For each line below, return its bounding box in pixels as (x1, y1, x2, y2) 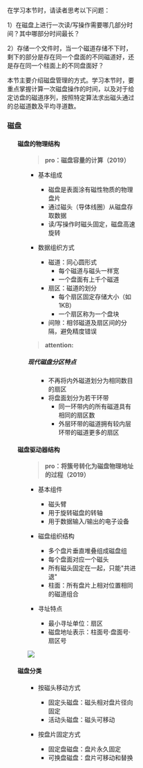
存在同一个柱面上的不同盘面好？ (12, 62, 104, 70)
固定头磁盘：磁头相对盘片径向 (48, 698, 134, 706)
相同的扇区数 (58, 411, 95, 420)
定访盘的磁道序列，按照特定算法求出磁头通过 (7, 93, 135, 102)
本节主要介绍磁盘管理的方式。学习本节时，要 (7, 76, 135, 84)
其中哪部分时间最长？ (19, 30, 80, 38)
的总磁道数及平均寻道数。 (7, 102, 80, 111)
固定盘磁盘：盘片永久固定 (48, 744, 122, 753)
